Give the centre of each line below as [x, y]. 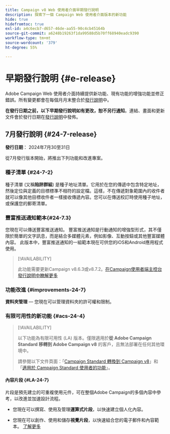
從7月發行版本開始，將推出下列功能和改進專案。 [55, 158]
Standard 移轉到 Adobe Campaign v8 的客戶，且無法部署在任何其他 [89, 344]
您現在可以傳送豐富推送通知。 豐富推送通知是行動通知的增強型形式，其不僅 [83, 229]
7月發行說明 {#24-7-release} [51, 134]
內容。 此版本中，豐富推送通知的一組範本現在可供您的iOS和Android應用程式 [84, 242]
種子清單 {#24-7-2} [29, 172]
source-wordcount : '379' [31, 43]
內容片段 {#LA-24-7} [27, 380]
